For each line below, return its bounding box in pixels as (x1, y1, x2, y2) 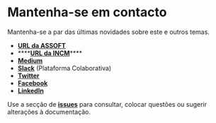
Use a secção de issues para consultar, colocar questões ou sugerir (7, 100, 208, 108)
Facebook (17, 78, 48, 87)
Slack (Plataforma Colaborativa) (17, 64, 112, 72)
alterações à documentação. (7, 107, 91, 116)
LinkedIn (17, 86, 44, 95)
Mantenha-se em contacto (7, 4, 167, 20)
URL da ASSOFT (17, 41, 66, 49)
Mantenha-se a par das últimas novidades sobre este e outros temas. (7, 28, 210, 36)
